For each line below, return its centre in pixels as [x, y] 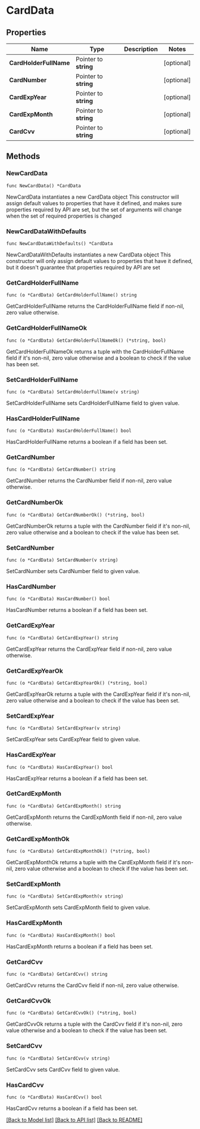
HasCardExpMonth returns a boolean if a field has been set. [79, 946]
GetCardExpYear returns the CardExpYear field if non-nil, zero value [89, 649]
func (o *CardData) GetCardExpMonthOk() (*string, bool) [78, 851]
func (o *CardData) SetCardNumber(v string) [62, 560]
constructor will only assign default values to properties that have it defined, [99, 261]
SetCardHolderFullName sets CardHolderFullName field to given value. [93, 403]
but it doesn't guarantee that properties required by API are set [83, 267]
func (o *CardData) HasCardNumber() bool [58, 599]
